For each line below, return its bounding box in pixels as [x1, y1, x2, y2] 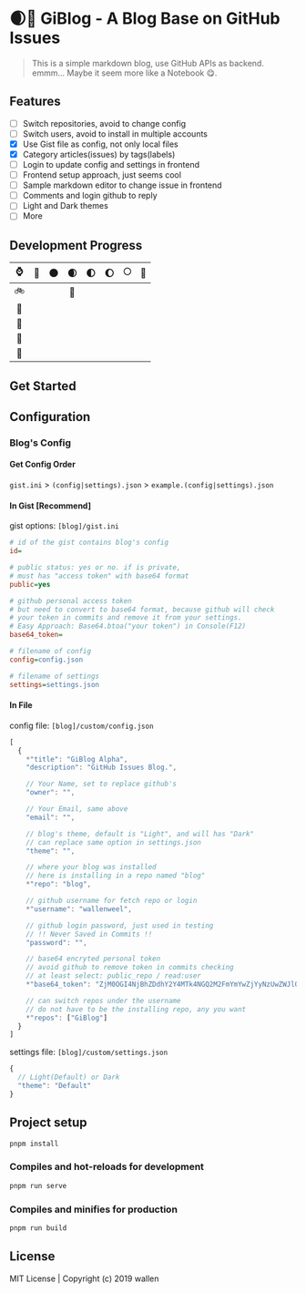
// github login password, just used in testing [25, 920, 214, 930]
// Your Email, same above [25, 805, 128, 814]
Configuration [9, 409, 91, 425]
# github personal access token [9, 596, 132, 605]
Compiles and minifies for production [9, 1203, 178, 1216]
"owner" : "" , [25, 788, 76, 797]
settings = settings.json [9, 680, 100, 689]
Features [9, 94, 61, 109]
